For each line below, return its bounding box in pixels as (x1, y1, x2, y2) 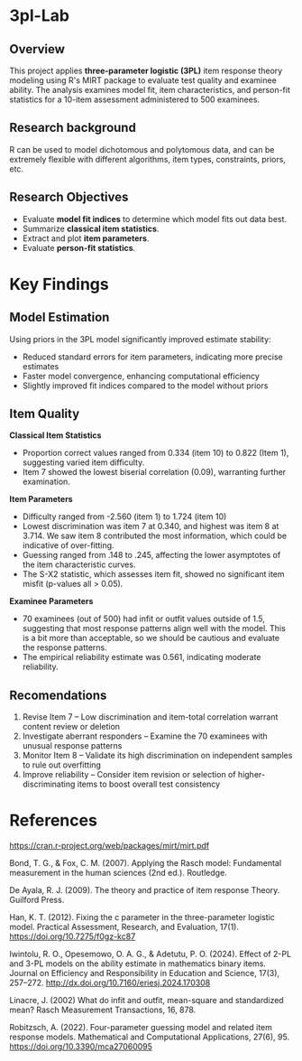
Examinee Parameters (9, 596, 94, 607)
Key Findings (9, 274, 110, 294)
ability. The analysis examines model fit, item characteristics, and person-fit (9, 85, 291, 95)
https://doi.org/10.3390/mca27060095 (9, 1041, 153, 1052)
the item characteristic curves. (22, 559, 136, 570)
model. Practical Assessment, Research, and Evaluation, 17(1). (9, 922, 239, 933)
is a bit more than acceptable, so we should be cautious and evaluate (22, 633, 280, 644)
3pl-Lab (9, 5, 70, 26)
